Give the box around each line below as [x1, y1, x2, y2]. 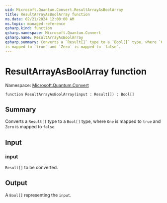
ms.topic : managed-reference [5, 21, 66, 26]
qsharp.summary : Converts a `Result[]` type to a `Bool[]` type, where [5, 40, 157, 45]
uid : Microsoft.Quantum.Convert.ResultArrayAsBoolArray [5, 7, 123, 12]
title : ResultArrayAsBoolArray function [5, 12, 90, 17]
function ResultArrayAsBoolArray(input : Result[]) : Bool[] [5, 92, 135, 97]
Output [5, 179, 27, 187]
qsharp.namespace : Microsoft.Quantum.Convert [5, 30, 101, 35]
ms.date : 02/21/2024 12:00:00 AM [5, 16, 75, 21]
